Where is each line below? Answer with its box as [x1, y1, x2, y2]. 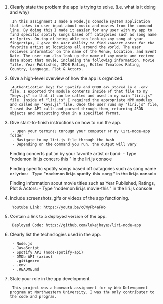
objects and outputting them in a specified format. [9, 111, 121, 116]
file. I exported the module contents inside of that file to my [9, 89, 148, 94]
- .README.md [12, 267, 39, 272]
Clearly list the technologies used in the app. [9, 232, 101, 237]
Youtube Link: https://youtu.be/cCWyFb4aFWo [12, 205, 106, 210]
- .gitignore [12, 259, 39, 263]
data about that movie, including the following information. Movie [9, 58, 155, 63]
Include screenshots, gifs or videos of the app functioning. [9, 195, 130, 201]
